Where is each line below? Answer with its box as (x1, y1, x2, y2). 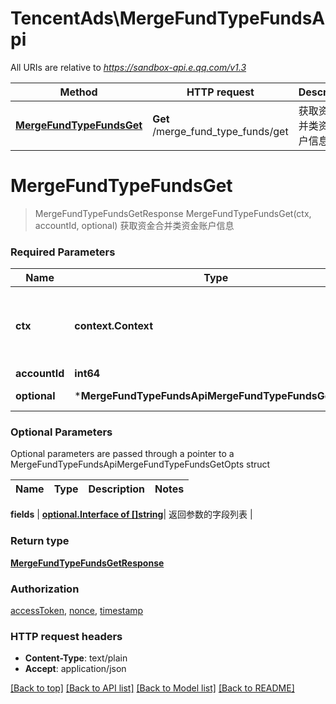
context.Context (74, 319, 153, 333)
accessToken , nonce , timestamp (10, 605, 144, 617)
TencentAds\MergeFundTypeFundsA (10, 7, 326, 30)
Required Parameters (10, 245, 116, 259)
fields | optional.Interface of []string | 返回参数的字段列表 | (10, 508, 253, 521)
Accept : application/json (24, 663, 127, 675)
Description (88, 482, 145, 496)
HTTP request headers (10, 629, 123, 643)
